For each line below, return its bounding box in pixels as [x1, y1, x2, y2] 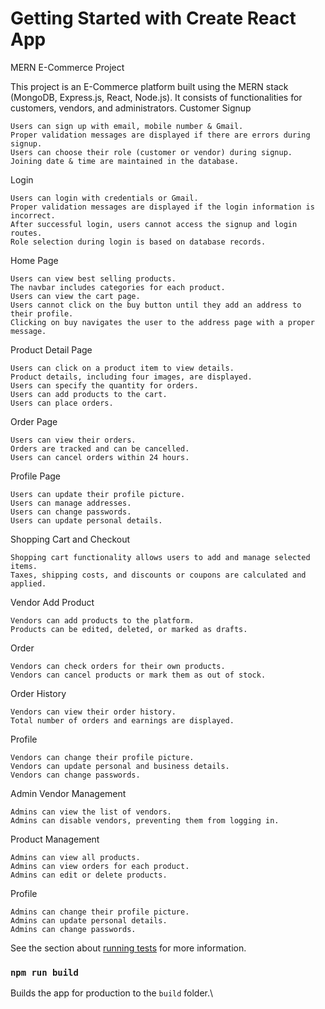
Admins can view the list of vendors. [10, 807, 172, 817]
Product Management [10, 833, 100, 845]
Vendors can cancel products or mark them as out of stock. [10, 670, 267, 680]
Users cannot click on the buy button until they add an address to [10, 300, 302, 310]
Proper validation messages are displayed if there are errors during [10, 130, 311, 140]
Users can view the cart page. [10, 291, 141, 301]
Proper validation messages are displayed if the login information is [10, 202, 315, 212]
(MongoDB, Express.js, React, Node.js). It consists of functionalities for [10, 91, 303, 103]
